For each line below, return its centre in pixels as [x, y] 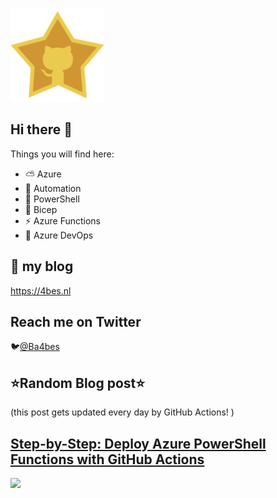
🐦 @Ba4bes [35, 347]
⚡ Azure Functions [63, 220]
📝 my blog [42, 266]
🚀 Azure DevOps [59, 235]
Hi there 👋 [41, 129]
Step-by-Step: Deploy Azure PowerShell [138, 443]
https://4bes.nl [41, 290]
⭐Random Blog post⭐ [78, 383]
